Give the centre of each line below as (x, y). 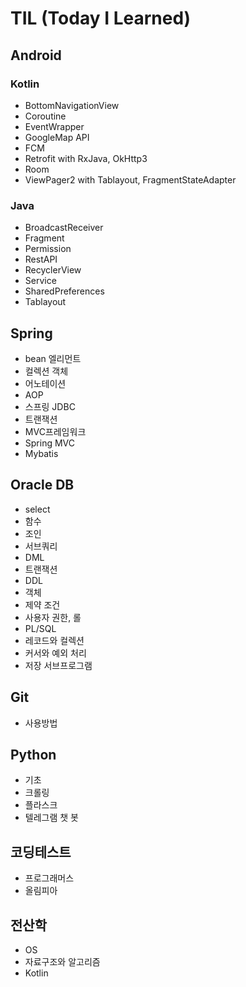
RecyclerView (53, 270)
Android (36, 55)
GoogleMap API (57, 137)
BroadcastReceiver (64, 228)
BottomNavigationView (72, 105)
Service (40, 281)
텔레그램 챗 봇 (51, 818)
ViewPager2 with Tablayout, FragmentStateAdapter (130, 179)
